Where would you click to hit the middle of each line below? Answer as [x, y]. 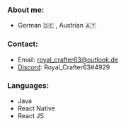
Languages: [28, 85]
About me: [26, 10]
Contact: [23, 44]
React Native [36, 108]
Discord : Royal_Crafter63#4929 [64, 67]
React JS [31, 115]
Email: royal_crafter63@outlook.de [68, 59]
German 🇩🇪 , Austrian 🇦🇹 [57, 25]
